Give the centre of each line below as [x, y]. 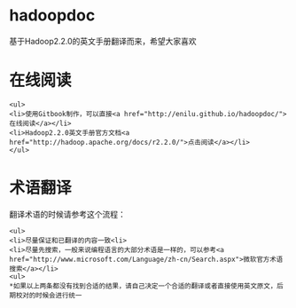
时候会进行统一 [58, 295]
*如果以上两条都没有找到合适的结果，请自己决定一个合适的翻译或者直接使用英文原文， [143, 286]
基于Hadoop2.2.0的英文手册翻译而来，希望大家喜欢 [103, 41]
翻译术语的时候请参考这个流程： [67, 214]
